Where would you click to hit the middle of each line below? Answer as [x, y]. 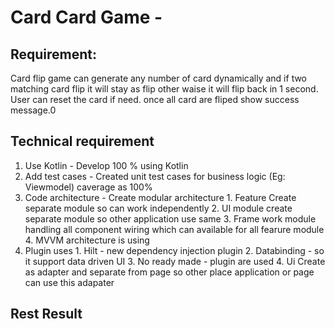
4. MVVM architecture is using [87, 240]
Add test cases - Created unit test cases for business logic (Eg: [155, 176]
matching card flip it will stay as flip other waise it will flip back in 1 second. [164, 89]
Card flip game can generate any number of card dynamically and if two [159, 78]
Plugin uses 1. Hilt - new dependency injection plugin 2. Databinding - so [174, 250]
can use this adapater [69, 282]
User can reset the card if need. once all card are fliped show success [155, 99]
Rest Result [46, 314]
